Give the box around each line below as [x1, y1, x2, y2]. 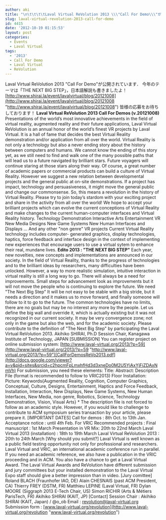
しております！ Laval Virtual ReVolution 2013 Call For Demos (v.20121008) [5, 110, 160, 116]
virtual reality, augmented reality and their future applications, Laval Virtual [5, 121, 157, 126]
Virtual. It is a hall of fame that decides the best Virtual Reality [5, 131, 131, 137]
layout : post [5, 30, 32, 35]
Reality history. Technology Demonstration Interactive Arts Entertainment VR [5, 215, 161, 221]
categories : [5, 35, 30, 40]
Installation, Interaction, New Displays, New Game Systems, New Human [5, 389, 153, 394]
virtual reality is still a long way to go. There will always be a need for [5, 273, 146, 279]
